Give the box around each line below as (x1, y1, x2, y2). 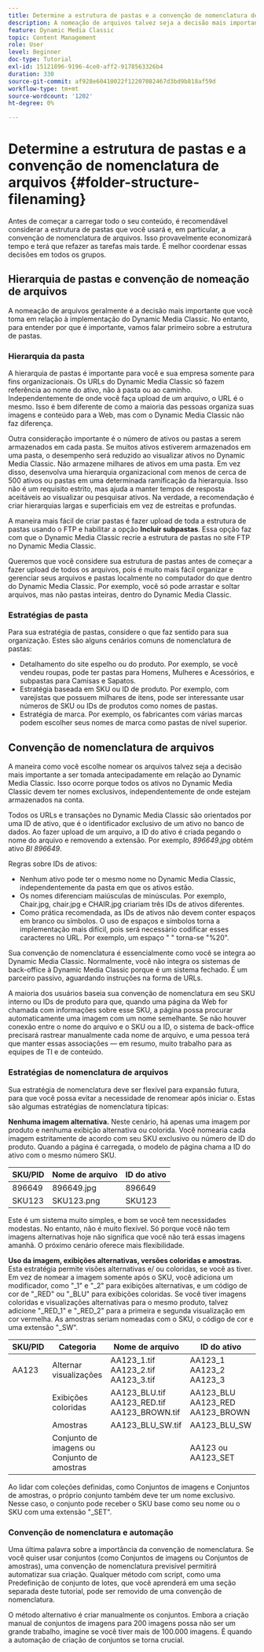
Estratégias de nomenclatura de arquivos (8, 1067, 169, 1078)
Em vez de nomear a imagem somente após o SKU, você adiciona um (8, 1272, 233, 1282)
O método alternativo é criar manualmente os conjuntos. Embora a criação (8, 1609, 249, 1619)
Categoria (58, 1341, 97, 1352)
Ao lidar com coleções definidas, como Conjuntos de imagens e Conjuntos (8, 1482, 250, 1491)
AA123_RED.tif (110, 1397, 167, 1408)
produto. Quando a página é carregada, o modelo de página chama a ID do (8, 1142, 251, 1151)
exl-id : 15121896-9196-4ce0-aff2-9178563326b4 (8, 63, 163, 71)
